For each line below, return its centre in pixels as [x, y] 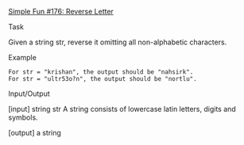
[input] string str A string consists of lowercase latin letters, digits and [122, 109]
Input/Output [29, 93]
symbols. [23, 117]
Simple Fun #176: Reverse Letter [61, 11]
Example [23, 57]
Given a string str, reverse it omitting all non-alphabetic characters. [118, 42]
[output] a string [35, 133]
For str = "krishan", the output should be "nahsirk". [101, 72]
